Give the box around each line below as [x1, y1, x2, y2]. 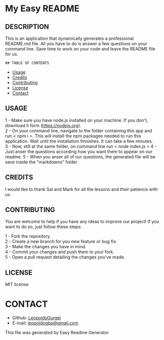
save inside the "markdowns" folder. [5, 159, 79, 165]
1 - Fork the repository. [5, 234, 51, 239]
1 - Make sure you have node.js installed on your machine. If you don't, [5, 117, 148, 123]
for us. [5, 51, 19, 57]
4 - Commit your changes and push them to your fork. [5, 249, 114, 255]
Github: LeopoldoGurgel [12, 315, 61, 321]
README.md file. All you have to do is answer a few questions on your [5, 41, 147, 47]
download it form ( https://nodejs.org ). [5, 122, 82, 128]
